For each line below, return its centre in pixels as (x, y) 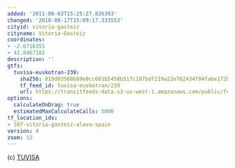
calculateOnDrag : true (47, 105)
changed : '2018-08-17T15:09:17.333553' (65, 20)
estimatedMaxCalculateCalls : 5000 (64, 111)
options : (20, 99)
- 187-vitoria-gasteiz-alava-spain (59, 124)
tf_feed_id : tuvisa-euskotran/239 (70, 85)
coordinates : (26, 40)
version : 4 (23, 131)
